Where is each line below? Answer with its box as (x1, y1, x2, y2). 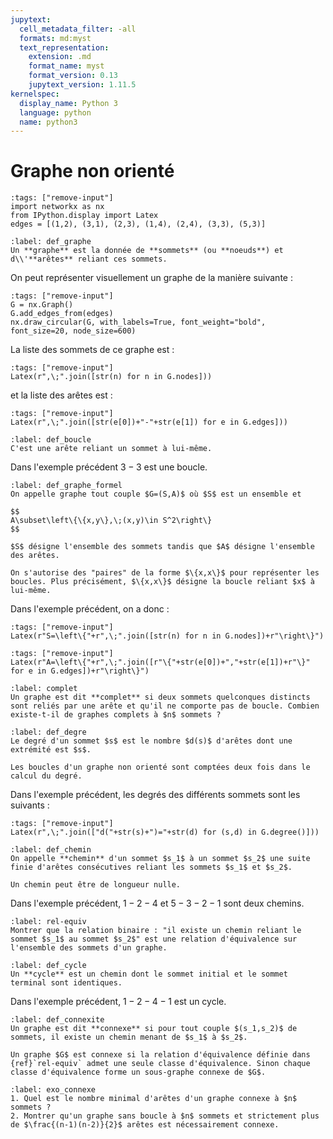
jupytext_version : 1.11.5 (28, 80, 137, 90)
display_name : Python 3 (19, 98, 118, 108)
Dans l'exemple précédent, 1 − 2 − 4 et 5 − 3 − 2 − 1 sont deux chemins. (10, 897, 305, 910)
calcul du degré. (10, 771, 83, 781)
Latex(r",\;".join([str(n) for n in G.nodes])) (10, 372, 213, 382)
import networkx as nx (10, 202, 105, 212)
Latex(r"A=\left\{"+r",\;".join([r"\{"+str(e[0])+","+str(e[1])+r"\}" (10, 657, 311, 668)
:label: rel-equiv (10, 917, 87, 927)
